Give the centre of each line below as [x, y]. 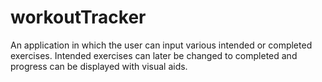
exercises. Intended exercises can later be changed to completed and [154, 55]
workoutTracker [78, 17]
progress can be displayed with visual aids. [99, 66]
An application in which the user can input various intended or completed [161, 45]
